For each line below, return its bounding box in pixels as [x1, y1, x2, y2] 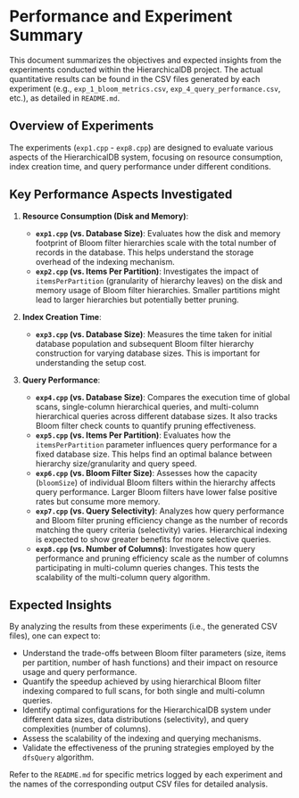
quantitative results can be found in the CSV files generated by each [9, 73, 261, 84]
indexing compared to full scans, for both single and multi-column [21, 686, 265, 696]
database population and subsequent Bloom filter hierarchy [35, 338, 254, 349]
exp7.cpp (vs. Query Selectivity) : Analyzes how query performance [35, 506, 285, 516]
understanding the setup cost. [35, 357, 147, 367]
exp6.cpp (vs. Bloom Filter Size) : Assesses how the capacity [35, 467, 258, 478]
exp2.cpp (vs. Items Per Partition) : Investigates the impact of [35, 266, 259, 276]
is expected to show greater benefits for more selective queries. [35, 533, 272, 545]
